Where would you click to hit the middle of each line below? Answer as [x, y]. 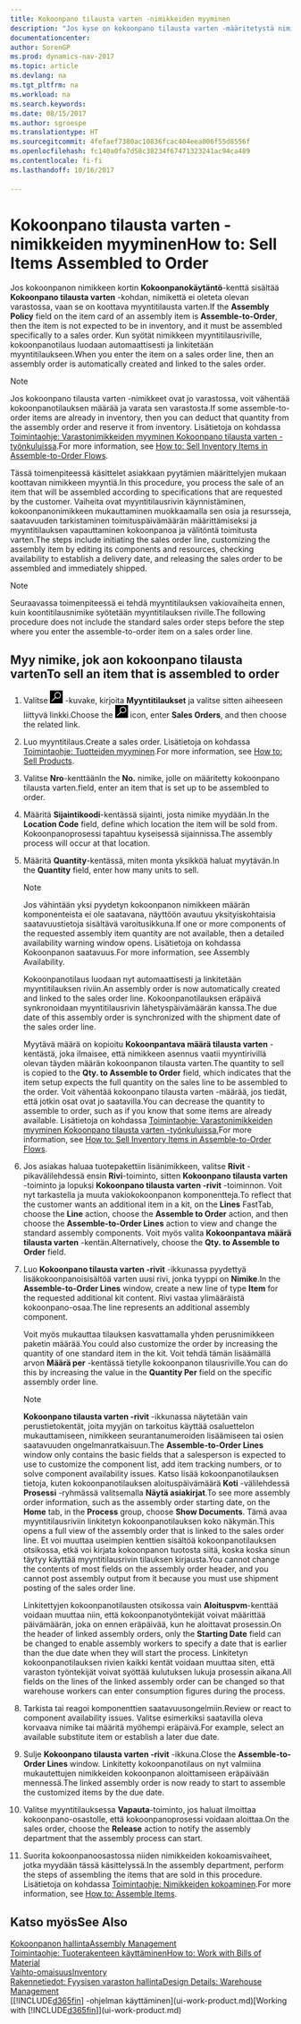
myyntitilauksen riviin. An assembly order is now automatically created [151, 989]
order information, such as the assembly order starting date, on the [146, 1503]
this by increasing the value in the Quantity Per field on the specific [147, 1373]
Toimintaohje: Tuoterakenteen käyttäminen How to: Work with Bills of [136, 1953]
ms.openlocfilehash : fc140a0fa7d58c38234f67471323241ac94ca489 [130, 151]
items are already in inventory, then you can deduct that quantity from [160, 418]
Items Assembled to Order [109, 263]
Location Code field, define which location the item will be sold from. [150, 824]
